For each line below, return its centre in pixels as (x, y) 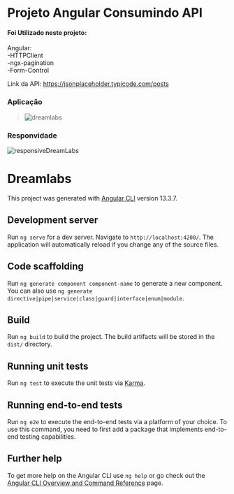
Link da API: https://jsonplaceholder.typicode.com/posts (88, 84)
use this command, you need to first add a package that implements (105, 429)
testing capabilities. (48, 436)
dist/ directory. (30, 344)
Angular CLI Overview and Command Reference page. (85, 483)
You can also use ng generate (50, 291)
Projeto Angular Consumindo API (105, 13)
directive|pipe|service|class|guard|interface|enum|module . (96, 298)
